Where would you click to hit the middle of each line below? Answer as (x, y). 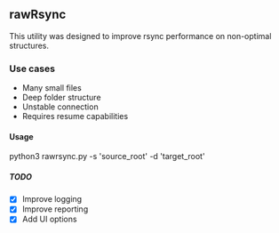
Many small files (52, 88)
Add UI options (49, 219)
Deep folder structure (61, 98)
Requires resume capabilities (75, 116)
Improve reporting (55, 209)
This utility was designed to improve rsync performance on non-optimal (140, 36)
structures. (29, 45)
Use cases (32, 68)
